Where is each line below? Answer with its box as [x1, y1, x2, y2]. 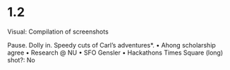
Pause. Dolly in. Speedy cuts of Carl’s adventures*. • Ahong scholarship [7, 41, 217, 49]
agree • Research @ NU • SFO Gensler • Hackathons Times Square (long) [7, 48, 224, 57]
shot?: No [7, 55, 35, 64]
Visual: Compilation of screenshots [7, 27, 109, 36]
